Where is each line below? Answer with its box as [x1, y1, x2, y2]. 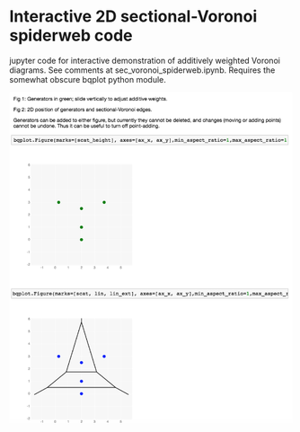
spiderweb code [9, 25, 133, 46]
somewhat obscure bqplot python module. [9, 74, 166, 84]
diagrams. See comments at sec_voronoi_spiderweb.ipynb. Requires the [9, 65, 276, 75]
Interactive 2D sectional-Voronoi [9, 6, 258, 27]
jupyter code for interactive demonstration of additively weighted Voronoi [9, 55, 281, 66]
